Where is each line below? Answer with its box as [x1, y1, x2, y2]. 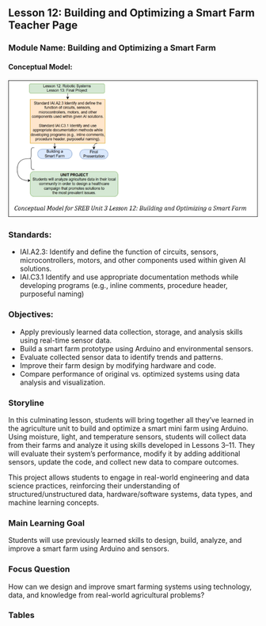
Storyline [8, 397, 45, 408]
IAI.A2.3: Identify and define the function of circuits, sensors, [19, 247, 219, 256]
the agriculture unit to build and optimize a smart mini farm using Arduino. [8, 423, 249, 433]
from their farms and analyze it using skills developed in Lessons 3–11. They [8, 440, 256, 450]
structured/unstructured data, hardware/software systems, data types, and [8, 489, 253, 499]
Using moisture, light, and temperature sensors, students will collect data [8, 431, 247, 442]
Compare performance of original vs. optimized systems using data [19, 369, 240, 378]
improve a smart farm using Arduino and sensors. [8, 544, 170, 553]
